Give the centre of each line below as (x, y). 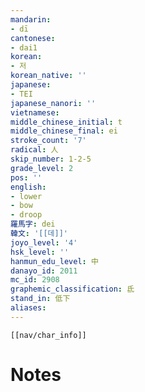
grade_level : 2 (42, 168)
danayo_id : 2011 (44, 271)
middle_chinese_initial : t (66, 122)
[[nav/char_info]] (48, 335)
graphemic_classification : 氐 (72, 289)
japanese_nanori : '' (53, 103)
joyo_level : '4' (44, 242)
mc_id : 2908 (35, 280)
